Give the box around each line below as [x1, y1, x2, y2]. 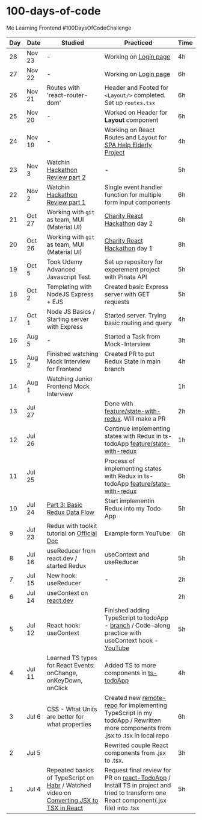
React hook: [46, 621, 81, 629]
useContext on [46, 588, 88, 597]
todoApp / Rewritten [104, 716, 161, 725]
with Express [46, 322, 83, 331]
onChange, [46, 669, 78, 677]
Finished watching [46, 349, 99, 358]
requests [104, 297, 130, 306]
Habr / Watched [46, 781, 91, 789]
